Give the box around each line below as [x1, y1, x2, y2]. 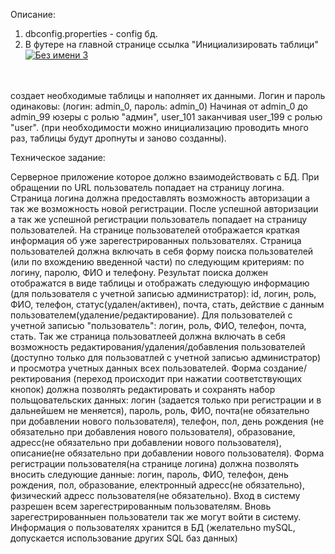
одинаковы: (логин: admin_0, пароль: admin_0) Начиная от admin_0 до [10, 100, 308, 112]
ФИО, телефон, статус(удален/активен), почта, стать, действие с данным [10, 299, 325, 310]
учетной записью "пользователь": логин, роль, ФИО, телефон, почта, [10, 320, 307, 331]
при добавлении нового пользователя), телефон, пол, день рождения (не [10, 415, 325, 427]
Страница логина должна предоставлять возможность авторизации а [10, 192, 311, 204]
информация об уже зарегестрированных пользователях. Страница [10, 235, 302, 246]
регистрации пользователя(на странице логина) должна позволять [10, 458, 300, 469]
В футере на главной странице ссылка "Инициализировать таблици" [24, 39, 319, 50]
